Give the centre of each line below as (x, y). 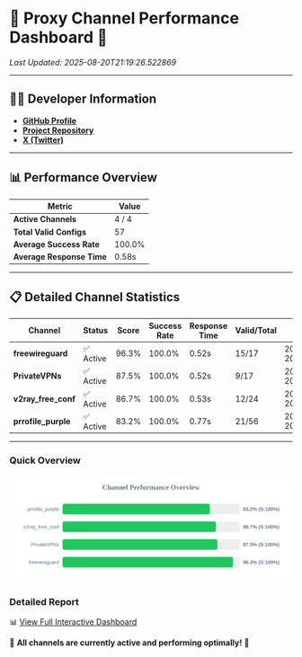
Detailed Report (44, 601)
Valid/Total (256, 331)
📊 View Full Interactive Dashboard (73, 621)
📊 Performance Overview (83, 178)
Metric (60, 207)
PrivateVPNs (37, 376)
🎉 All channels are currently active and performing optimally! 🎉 (129, 643)
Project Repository (58, 130)
